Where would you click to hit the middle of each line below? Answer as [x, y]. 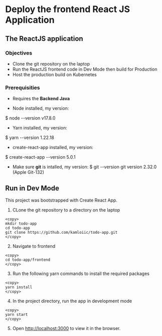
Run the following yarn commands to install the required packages [81, 274]
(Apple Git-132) [28, 172]
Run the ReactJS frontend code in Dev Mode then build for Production [85, 69]
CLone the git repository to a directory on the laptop [66, 210]
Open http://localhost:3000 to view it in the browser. [66, 328]
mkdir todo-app [21, 223]
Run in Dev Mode [32, 188]
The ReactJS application [44, 39]
